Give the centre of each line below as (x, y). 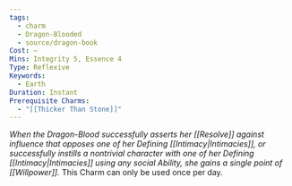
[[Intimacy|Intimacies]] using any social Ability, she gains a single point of (146, 163)
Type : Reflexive (39, 68)
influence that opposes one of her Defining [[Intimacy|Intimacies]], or (137, 144)
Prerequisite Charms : (50, 101)
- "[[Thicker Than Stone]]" (70, 109)
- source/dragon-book (58, 42)
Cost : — (24, 51)
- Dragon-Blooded (50, 34)
